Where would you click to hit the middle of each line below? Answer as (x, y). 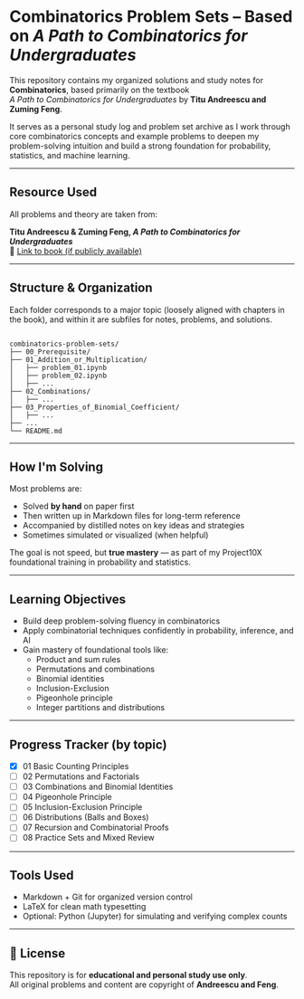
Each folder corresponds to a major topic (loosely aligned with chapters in (147, 309)
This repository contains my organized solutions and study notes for (137, 80)
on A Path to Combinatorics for (128, 36)
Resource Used (53, 192)
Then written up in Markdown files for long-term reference (132, 516)
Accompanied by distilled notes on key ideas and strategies (133, 526)
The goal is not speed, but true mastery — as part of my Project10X (136, 553)
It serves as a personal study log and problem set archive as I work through (150, 126)
